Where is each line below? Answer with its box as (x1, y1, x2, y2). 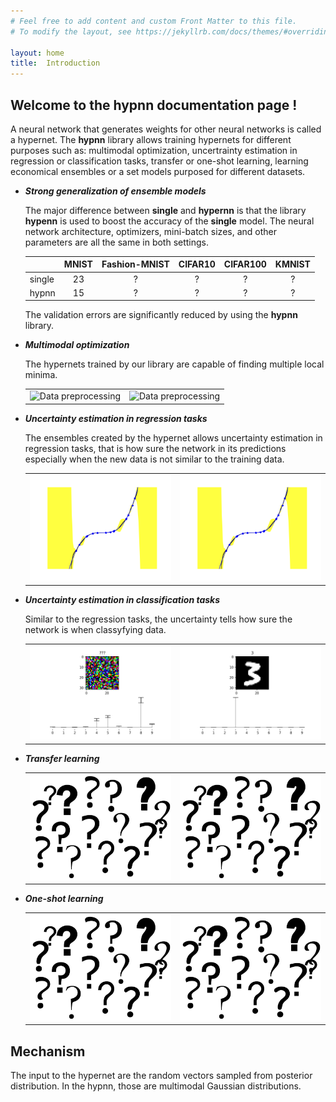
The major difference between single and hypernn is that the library (24, 204, 307, 216)
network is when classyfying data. (24, 623, 167, 635)
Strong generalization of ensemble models (24, 185, 207, 197)
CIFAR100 (223, 258, 267, 270)
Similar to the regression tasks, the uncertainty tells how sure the (24, 613, 293, 625)
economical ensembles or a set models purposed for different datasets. (10, 165, 306, 177)
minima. (24, 369, 58, 381)
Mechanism (10, 1043, 86, 1060)
